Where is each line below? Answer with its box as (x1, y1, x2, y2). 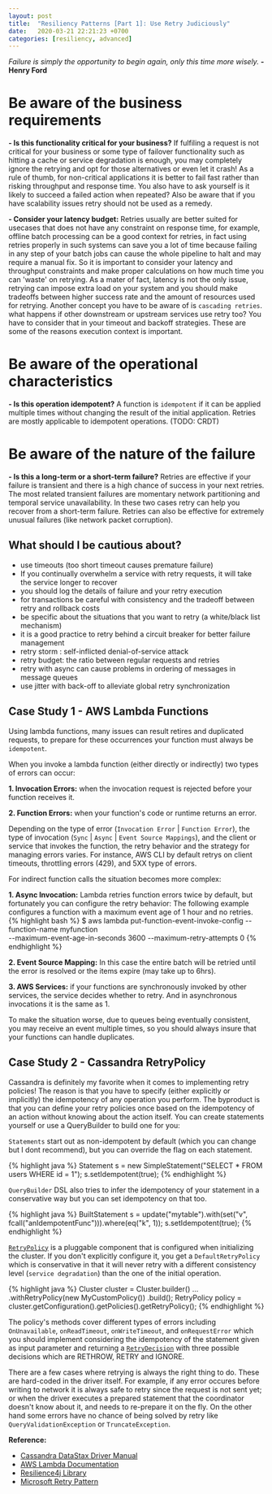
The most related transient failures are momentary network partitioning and (8, 489, 261, 499)
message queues (19, 672, 79, 682)
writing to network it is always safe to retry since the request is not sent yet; (8, 1384, 262, 1394)
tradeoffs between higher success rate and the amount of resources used (8, 292, 256, 302)
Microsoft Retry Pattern (19, 1476, 99, 1486)
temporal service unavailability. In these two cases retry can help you (8, 497, 240, 508)
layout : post (8, 11, 53, 20)
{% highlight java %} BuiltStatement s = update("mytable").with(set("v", (8, 1209, 248, 1219)
